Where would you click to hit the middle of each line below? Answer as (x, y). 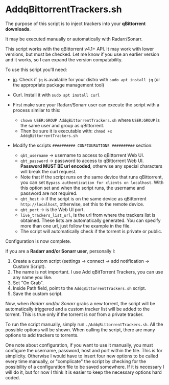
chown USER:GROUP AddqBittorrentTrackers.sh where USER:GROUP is (90, 120)
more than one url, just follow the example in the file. (76, 225)
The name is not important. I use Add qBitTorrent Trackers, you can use (88, 271)
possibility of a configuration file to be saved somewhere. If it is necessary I (85, 367)
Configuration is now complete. (38, 241)
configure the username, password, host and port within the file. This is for (84, 350)
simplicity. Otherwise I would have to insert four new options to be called (82, 356)
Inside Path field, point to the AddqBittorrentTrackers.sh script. (79, 288)
